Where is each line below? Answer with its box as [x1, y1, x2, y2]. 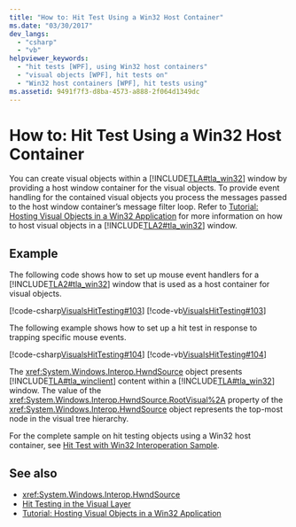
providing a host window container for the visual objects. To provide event [9, 182, 280, 193]
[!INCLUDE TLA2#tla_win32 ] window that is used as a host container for [9, 279, 270, 290]
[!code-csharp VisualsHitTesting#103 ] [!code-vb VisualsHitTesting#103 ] [9, 306, 267, 316]
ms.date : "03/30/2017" [9, 21, 93, 30]
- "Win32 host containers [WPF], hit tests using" [17, 79, 208, 88]
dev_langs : [9, 29, 50, 38]
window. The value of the [9, 385, 102, 396]
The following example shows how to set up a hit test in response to [9, 322, 258, 333]
